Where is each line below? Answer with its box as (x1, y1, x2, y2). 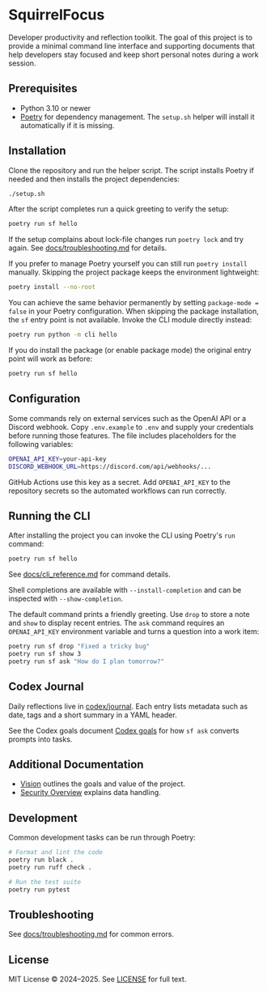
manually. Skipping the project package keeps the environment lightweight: (8, 267, 260, 277)
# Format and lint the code (8, 849, 104, 857)
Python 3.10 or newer (19, 103, 91, 113)
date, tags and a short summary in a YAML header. (8, 710, 177, 720)
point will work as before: (8, 354, 93, 364)
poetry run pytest (8, 885, 70, 894)
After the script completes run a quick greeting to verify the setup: (8, 204, 229, 214)
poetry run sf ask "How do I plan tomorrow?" (8, 657, 164, 666)
